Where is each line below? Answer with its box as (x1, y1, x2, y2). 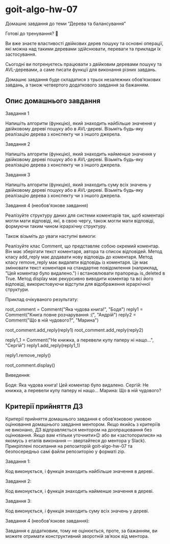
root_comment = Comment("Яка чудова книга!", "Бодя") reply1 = (5, 306, 143, 312)
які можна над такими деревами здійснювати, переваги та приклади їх (5, 46, 161, 52)
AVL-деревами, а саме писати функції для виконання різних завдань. (5, 66, 157, 73)
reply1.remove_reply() (5, 352, 51, 358)
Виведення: (5, 372, 31, 378)
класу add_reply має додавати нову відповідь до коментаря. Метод (5, 254, 153, 260)
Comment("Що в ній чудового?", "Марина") (5, 317, 99, 323)
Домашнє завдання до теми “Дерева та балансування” (5, 20, 126, 27)
